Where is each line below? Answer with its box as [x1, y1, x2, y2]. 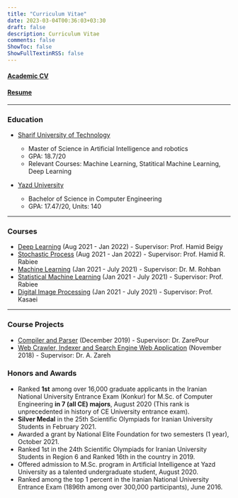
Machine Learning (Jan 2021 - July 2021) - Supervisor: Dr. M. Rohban [17, 265, 221, 274]
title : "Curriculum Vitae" [7, 10, 87, 18]
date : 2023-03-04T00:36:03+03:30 [7, 17, 106, 24]
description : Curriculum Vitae [7, 30, 100, 38]
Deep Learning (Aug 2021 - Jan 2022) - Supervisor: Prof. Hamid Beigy [17, 243, 223, 251]
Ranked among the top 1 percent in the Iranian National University [17, 475, 209, 483]
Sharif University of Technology [17, 131, 111, 139]
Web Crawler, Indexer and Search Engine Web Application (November [17, 343, 222, 352]
